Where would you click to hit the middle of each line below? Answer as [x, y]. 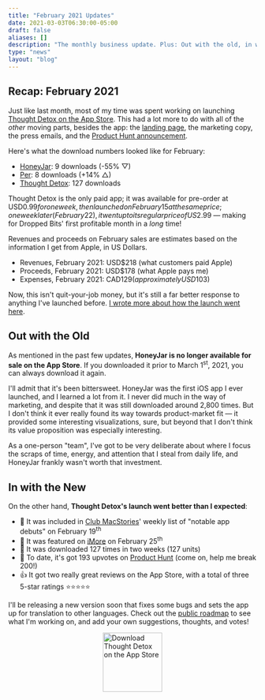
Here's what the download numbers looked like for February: [107, 151]
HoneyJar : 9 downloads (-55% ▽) [75, 166]
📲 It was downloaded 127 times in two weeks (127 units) [110, 549]
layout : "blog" [33, 60]
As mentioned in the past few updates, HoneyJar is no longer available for [130, 355]
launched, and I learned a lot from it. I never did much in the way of [117, 397]
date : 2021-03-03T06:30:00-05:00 [63, 23]
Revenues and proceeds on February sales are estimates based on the [123, 238]
